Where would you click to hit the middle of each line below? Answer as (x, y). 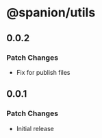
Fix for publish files (43, 72)
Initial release (35, 128)
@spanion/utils (51, 13)
